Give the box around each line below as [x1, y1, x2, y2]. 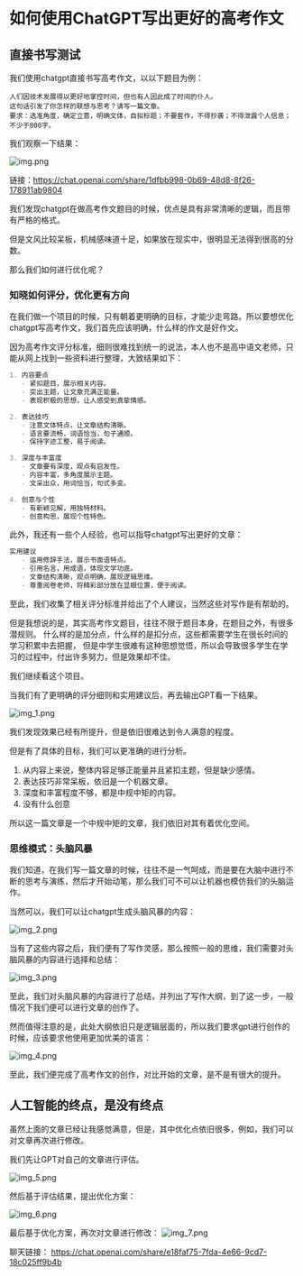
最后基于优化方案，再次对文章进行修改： [9, 1227, 160, 1238]
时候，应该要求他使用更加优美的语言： [9, 1033, 151, 1043]
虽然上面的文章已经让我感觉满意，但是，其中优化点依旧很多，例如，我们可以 [9, 1124, 294, 1134]
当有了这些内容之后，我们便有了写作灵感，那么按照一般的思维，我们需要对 [9, 943, 286, 954]
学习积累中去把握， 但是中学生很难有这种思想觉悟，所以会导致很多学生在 [9, 639, 280, 650]
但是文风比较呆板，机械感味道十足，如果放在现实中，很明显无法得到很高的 [9, 234, 286, 244]
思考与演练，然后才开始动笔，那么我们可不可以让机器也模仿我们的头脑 [24, 876, 286, 886]
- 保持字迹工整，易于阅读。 [21, 437, 111, 446]
